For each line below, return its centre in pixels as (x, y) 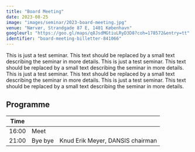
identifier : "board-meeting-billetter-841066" (64, 39)
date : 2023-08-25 (27, 17)
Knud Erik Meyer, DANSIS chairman (108, 140)
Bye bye (43, 140)
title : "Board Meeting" (35, 11)
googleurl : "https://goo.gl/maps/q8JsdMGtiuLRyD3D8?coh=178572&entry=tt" (98, 33)
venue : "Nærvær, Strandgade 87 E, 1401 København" (69, 28)
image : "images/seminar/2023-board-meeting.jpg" (66, 22)
